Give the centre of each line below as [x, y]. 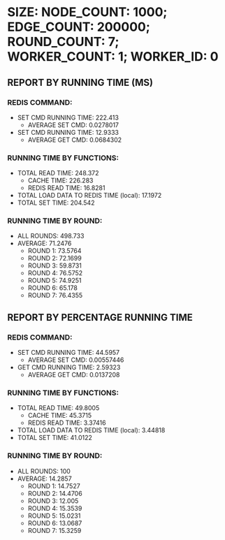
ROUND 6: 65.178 [53, 288]
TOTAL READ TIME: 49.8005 [58, 408]
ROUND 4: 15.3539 [55, 508]
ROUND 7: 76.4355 [55, 295]
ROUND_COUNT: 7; [63, 42]
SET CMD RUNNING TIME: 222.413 [68, 117]
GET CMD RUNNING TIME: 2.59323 [69, 367]
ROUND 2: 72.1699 [55, 258]
